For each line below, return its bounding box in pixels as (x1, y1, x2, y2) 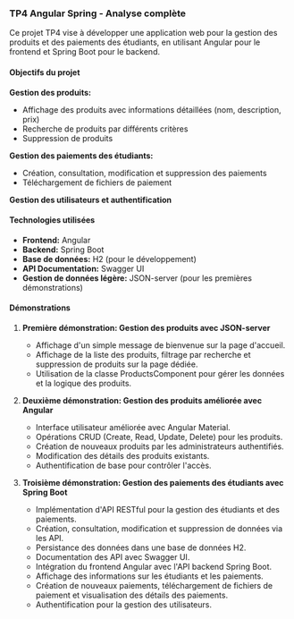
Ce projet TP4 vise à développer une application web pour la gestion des (9, 28, 278, 38)
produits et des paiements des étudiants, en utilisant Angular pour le (9, 37, 261, 47)
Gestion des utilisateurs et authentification (9, 194, 172, 205)
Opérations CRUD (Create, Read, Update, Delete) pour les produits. (35, 431, 283, 442)
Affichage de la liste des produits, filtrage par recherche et (35, 349, 252, 360)
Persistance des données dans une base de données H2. (35, 542, 247, 553)
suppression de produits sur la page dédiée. (35, 359, 198, 369)
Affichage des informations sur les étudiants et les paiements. (35, 571, 264, 581)
